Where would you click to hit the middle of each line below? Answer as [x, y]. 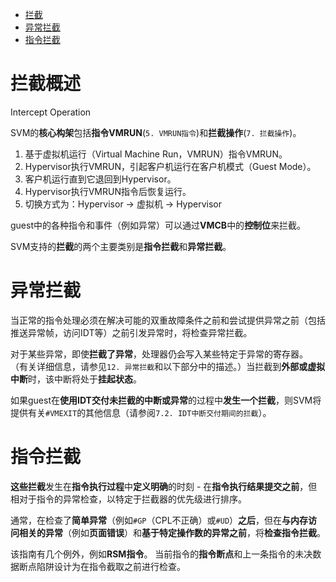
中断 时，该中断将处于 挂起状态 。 [76, 379]
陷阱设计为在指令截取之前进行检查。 [111, 566]
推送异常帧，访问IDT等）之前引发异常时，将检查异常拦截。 [131, 332]
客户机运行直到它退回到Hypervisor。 [100, 179]
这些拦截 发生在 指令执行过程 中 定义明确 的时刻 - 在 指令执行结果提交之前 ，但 [164, 486]
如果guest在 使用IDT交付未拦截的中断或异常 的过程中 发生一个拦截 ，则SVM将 [166, 400]
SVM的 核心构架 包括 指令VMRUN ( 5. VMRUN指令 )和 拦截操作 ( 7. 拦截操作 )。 [156, 132]
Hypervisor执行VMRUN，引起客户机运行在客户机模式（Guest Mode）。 [170, 166]
